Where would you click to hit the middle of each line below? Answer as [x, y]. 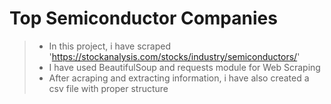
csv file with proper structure [108, 88]
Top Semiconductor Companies [143, 18]
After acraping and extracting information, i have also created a [179, 78]
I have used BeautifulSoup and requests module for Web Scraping [184, 67]
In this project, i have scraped [110, 46]
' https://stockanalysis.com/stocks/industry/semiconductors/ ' [174, 56]
